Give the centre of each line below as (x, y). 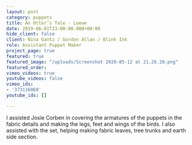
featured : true (25, 56)
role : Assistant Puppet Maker (44, 46)
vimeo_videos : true (31, 73)
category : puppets (29, 17)
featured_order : (26, 67)
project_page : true (31, 51)
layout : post (22, 12)
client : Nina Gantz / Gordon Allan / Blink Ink (67, 40)
